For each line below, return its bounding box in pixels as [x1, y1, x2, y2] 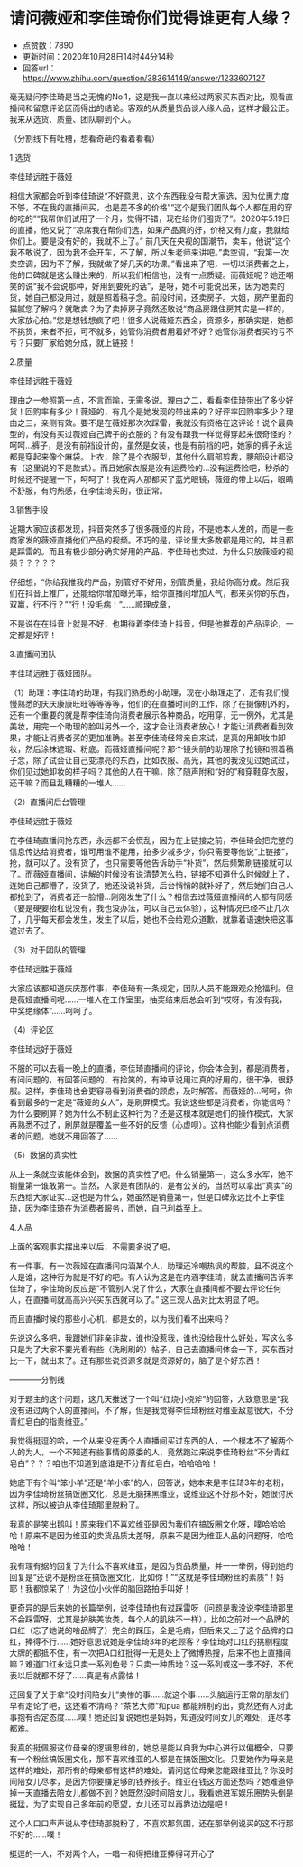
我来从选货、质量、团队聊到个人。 [9, 114, 136, 125]
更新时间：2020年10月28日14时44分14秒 [22, 51, 174, 61]
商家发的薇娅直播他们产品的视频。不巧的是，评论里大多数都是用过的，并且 [9, 534, 286, 545]
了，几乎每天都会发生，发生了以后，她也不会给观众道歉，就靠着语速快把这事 [9, 914, 294, 924]
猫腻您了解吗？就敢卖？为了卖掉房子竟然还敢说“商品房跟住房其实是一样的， [9, 303, 290, 314]
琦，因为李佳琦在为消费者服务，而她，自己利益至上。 [9, 1203, 207, 1213]
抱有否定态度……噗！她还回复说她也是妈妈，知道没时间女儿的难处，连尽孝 [16, 1712, 292, 1723]
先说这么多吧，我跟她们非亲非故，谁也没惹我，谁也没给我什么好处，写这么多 [9, 1333, 294, 1343]
